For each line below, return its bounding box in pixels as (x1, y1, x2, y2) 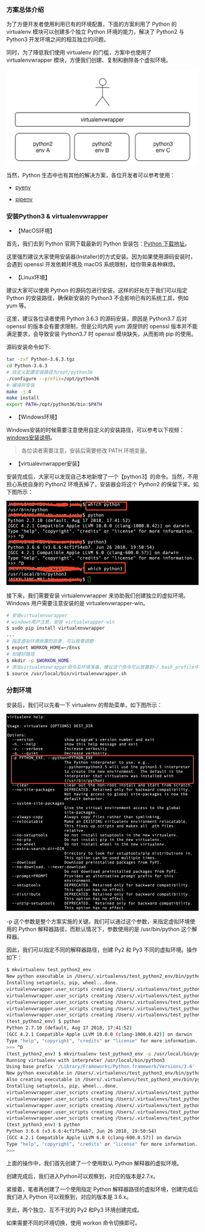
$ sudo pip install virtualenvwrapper (6, 625, 105, 632)
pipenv (15, 195, 33, 203)
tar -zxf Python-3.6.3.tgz (6, 356, 75, 362)
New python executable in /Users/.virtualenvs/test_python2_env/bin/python (6, 973, 203, 980)
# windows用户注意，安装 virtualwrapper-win (6, 619, 115, 625)
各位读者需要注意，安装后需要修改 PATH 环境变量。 (21, 447, 151, 454)
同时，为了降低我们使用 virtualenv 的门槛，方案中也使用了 (6, 49, 152, 56)
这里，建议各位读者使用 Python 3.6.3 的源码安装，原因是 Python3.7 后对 (6, 315, 187, 323)
